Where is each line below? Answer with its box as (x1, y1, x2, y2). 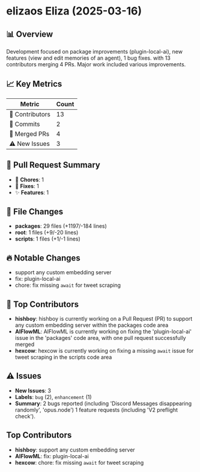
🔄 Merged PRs (9, 130, 50, 138)
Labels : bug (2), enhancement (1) (14, 393, 92, 400)
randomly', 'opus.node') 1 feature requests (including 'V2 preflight (14, 406, 178, 414)
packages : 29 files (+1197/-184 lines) (14, 222, 107, 230)
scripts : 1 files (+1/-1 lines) (14, 235, 81, 242)
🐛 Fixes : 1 (14, 182, 39, 189)
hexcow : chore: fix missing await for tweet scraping (14, 459, 144, 466)
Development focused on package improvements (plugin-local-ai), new (6, 48, 183, 55)
